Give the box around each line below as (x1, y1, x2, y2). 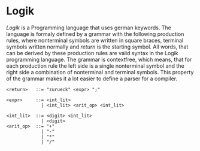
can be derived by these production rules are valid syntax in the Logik (6, 49, 178, 56)
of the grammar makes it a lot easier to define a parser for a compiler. (6, 75, 178, 82)
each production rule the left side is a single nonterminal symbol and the (6, 62, 184, 70)
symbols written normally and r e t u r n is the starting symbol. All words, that (6, 43, 189, 50)
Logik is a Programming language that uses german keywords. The (6, 24, 172, 31)
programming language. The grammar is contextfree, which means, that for (6, 56, 192, 63)
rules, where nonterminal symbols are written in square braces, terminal (6, 37, 184, 44)
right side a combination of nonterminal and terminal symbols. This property (6, 68, 194, 75)
